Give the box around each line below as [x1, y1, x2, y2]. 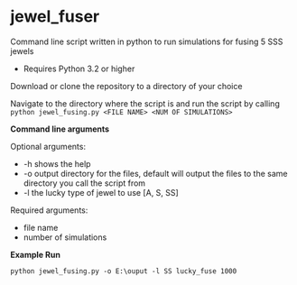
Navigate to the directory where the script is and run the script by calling [10, 97, 281, 109]
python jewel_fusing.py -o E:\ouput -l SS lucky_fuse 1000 [10, 266, 237, 276]
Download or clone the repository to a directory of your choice [10, 80, 243, 91]
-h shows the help [23, 158, 91, 169]
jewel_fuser [10, 6, 100, 27]
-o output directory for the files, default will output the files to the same [23, 168, 288, 179]
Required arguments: [10, 205, 88, 216]
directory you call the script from [23, 178, 146, 188]
